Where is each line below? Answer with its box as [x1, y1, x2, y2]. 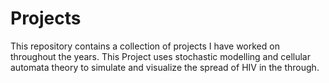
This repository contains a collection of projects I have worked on [10, 40, 280, 52]
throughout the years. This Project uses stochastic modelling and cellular [10, 50, 312, 62]
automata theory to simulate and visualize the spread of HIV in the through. [10, 61, 320, 73]
